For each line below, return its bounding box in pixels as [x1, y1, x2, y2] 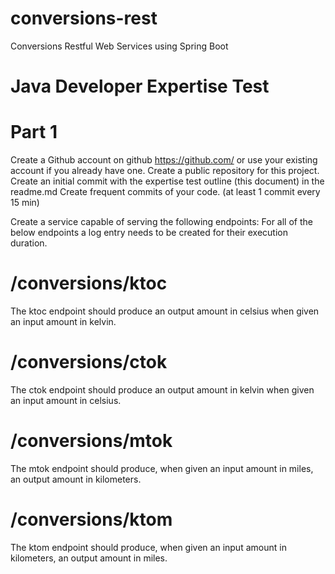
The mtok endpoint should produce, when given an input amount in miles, [10, 462, 314, 474]
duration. [10, 237, 48, 249]
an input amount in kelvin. [10, 316, 117, 327]
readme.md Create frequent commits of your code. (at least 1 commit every [10, 186, 321, 198]
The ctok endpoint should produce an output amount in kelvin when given [10, 383, 315, 396]
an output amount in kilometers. [10, 473, 142, 485]
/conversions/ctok [10, 351, 168, 374]
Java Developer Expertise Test [10, 75, 270, 98]
